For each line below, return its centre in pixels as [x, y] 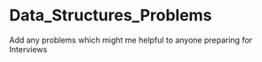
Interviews [28, 49]
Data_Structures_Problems [111, 15]
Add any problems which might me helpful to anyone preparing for [131, 40]
